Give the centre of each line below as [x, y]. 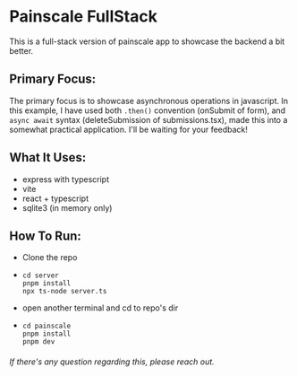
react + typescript [55, 198]
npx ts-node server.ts [64, 292]
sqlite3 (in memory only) [67, 207]
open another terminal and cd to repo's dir [100, 308]
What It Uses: [48, 157]
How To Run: [46, 236]
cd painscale [47, 326]
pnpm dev [38, 342]
